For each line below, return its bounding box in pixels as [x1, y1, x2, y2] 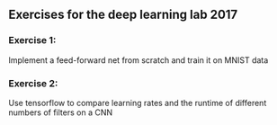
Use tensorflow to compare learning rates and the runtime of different [8, 97, 267, 108]
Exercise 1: [8, 34, 57, 47]
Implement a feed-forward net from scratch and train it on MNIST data [8, 54, 269, 66]
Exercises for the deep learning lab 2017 [8, 7, 238, 22]
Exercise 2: [8, 76, 58, 89]
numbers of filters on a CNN [8, 107, 113, 118]
